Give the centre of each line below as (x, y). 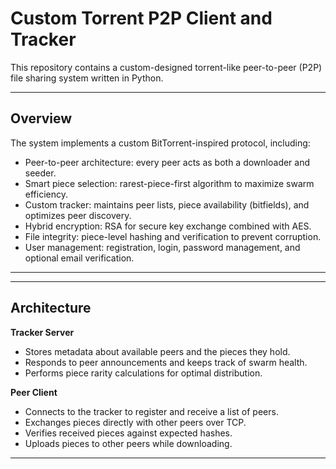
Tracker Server (42, 332)
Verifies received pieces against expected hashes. (128, 433)
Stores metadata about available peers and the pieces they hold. (157, 351)
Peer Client (34, 392)
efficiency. (46, 194)
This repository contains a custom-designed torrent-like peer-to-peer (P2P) (166, 67)
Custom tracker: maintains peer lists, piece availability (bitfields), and (167, 204)
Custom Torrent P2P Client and (141, 18)
